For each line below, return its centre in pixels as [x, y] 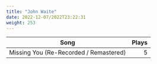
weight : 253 [21, 23]
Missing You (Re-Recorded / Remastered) [68, 53]
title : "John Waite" [32, 12]
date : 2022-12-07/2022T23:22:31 [46, 17]
